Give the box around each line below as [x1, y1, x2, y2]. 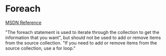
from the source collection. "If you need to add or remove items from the [5, 39, 157, 45]
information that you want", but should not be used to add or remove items [5, 34, 161, 40]
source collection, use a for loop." [5, 45, 76, 51]
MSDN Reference [5, 19, 42, 25]
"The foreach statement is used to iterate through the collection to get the [5, 29, 160, 35]
